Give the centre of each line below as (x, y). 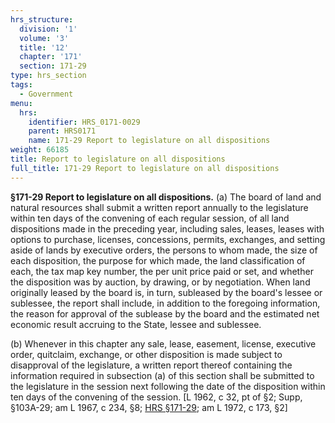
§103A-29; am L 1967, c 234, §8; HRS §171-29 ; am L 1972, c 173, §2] (149, 407)
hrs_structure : (42, 19)
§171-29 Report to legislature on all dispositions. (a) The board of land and (166, 197)
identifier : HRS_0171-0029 (84, 122)
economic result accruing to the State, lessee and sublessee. (136, 324)
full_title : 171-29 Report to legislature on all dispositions (145, 168)
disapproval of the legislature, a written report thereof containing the (151, 365)
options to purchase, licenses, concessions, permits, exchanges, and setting (168, 239)
